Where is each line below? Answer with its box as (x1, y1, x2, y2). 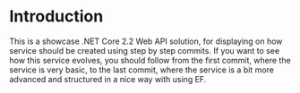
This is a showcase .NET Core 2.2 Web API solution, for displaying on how (9, 36, 283, 46)
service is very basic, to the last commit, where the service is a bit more (9, 64, 275, 75)
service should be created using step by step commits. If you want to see (9, 45, 280, 55)
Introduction (9, 6, 104, 27)
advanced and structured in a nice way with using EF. (9, 73, 207, 84)
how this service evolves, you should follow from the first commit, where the (9, 55, 291, 65)
